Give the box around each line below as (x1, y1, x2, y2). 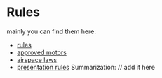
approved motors (16, 48, 67, 56)
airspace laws (16, 55, 58, 63)
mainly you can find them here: (6, 27, 96, 36)
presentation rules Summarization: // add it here (16, 63, 156, 71)
